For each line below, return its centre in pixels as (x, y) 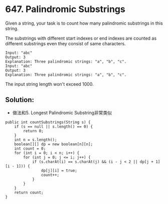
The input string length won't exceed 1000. (49, 84)
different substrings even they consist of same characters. (66, 43)
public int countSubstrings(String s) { (48, 122)
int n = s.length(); (36, 140)
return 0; (33, 131)
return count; (29, 192)
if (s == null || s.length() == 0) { (54, 127)
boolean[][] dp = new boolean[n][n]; (54, 144)
